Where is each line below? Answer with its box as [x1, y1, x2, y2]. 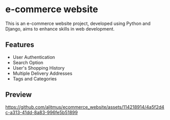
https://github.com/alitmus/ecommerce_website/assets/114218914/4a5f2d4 [5, 104, 165, 110]
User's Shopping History [12, 65, 65, 71]
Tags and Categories [12, 75, 57, 82]
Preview [5, 91, 32, 99]
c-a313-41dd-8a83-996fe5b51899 [5, 109, 78, 115]
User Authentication [12, 54, 55, 60]
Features [5, 41, 34, 49]
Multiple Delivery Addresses [12, 70, 73, 76]
